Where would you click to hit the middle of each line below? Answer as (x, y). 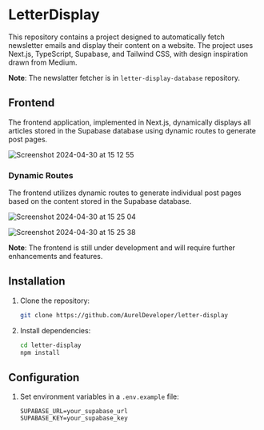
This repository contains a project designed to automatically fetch (117, 37)
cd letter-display (50, 345)
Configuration (44, 377)
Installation (37, 281)
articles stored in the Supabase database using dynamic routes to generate (132, 130)
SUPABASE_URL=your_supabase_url (74, 412)
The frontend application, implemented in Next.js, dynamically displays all (130, 122)
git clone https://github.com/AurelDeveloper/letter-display (124, 315)
